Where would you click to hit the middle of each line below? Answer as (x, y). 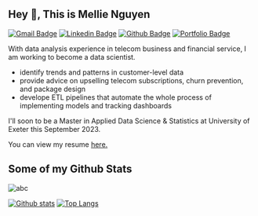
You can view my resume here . (58, 144)
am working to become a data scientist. (72, 57)
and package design (53, 89)
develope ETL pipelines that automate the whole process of (115, 97)
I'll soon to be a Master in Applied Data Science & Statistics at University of (129, 121)
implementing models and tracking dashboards (96, 105)
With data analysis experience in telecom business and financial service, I (127, 49)
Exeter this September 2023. (55, 129)
